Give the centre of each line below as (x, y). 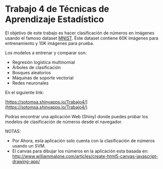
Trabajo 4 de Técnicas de (57, 9)
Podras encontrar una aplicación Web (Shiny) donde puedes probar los (77, 116)
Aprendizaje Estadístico (54, 19)
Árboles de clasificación (36, 67)
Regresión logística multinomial (43, 62)
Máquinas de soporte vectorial (43, 78)
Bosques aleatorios (31, 72)
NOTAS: (13, 131)
